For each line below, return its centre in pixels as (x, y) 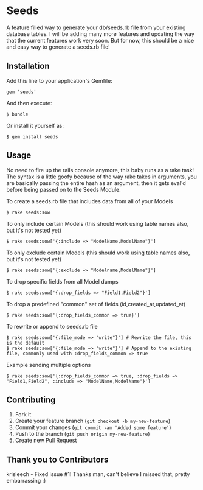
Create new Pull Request (46, 440)
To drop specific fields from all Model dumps (62, 281)
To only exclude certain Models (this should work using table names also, (98, 253)
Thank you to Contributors (57, 459)
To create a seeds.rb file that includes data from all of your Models (90, 201)
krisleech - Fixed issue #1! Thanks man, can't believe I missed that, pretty (98, 474)
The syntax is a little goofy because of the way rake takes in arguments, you (102, 177)
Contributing (31, 400)
